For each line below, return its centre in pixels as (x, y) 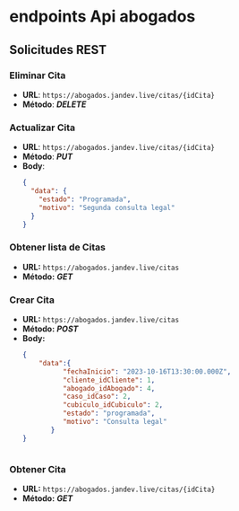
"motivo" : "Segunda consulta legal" (107, 207)
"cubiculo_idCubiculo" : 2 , (113, 405)
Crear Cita (32, 300)
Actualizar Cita (43, 128)
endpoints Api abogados (102, 17)
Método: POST (50, 329)
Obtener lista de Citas (57, 247)
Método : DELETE (54, 104)
